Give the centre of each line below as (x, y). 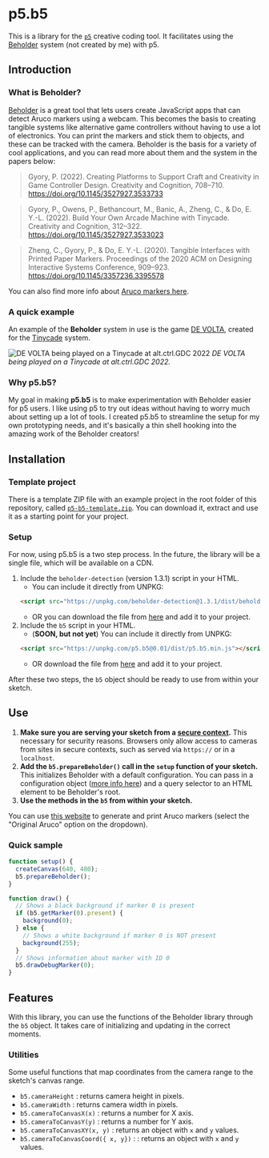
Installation (37, 459)
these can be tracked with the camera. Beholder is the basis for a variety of (132, 144)
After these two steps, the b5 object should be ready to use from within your (133, 679)
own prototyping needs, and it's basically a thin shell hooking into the (122, 426)
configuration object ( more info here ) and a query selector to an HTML (136, 783)
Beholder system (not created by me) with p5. (84, 44)
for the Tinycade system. (49, 338)
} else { (30, 928)
